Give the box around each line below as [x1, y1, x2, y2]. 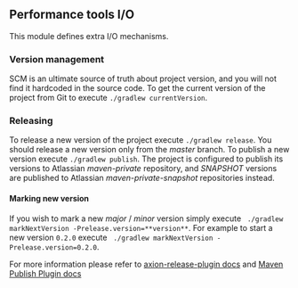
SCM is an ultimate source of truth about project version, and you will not [9, 73, 278, 84]
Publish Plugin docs [9, 267, 82, 279]
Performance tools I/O [9, 7, 135, 22]
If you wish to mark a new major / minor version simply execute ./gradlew [9, 213, 284, 224]
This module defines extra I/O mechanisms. [9, 30, 169, 41]
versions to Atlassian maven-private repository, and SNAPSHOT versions [9, 163, 278, 174]
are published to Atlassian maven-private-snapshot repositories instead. [9, 173, 276, 184]
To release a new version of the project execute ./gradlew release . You [9, 135, 272, 145]
